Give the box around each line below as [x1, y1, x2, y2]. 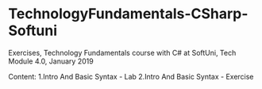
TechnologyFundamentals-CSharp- [8, 5, 249, 23]
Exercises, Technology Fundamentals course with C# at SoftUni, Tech [8, 48, 237, 57]
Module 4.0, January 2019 [8, 56, 94, 66]
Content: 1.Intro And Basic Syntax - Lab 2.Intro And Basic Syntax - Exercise [8, 72, 254, 81]
